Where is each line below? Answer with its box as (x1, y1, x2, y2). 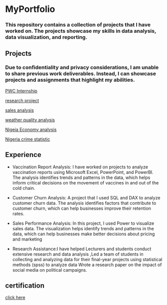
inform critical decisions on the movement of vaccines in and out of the (12, 179, 159, 185)
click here (5, 295, 26, 301)
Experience (5, 151, 41, 159)
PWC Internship (5, 88, 37, 94)
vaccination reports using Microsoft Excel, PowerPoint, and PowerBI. (12, 169, 154, 175)
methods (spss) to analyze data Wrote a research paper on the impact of (12, 262, 162, 268)
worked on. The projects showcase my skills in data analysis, (5, 27, 157, 34)
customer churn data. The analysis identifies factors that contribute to (12, 200, 157, 206)
